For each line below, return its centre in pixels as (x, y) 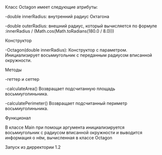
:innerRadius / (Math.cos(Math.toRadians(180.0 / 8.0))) (60, 31)
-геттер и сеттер (22, 79)
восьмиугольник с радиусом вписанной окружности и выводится (74, 133)
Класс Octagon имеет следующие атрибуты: (52, 7)
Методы (13, 70)
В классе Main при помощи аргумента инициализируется (65, 127)
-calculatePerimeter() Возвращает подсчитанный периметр (66, 103)
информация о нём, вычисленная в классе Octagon (59, 138)
